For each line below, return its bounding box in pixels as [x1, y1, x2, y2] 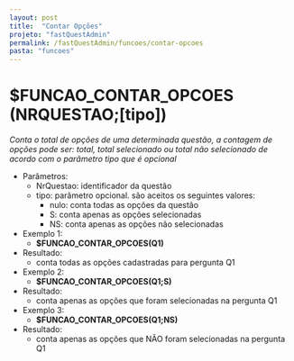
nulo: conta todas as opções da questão [49, 200, 199, 211]
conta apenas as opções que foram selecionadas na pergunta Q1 [35, 295, 278, 306]
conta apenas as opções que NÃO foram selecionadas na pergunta [35, 334, 286, 345]
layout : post [9, 13, 59, 23]
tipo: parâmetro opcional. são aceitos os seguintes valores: [35, 190, 255, 201]
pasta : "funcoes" [9, 47, 75, 56]
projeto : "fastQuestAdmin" [9, 30, 111, 39]
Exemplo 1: [22, 229, 63, 239]
